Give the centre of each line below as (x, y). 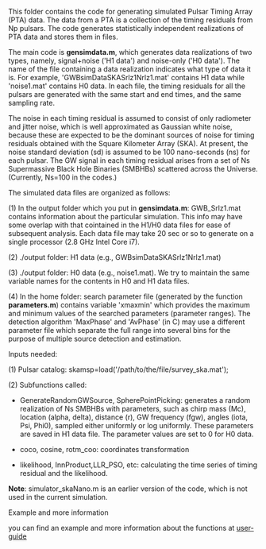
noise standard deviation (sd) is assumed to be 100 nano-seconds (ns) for (129, 152)
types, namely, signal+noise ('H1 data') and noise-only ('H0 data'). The (124, 60)
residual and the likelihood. (64, 473)
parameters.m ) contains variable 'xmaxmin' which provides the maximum (129, 305)
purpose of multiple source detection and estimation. (95, 338)
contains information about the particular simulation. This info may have (125, 217)
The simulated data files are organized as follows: (89, 193)
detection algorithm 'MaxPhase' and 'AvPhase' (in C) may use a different (127, 322)
